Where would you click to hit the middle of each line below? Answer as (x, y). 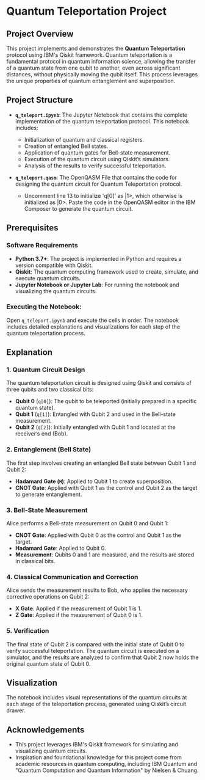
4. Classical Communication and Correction (72, 577)
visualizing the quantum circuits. (56, 291)
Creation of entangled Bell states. (66, 146)
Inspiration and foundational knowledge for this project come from (98, 757)
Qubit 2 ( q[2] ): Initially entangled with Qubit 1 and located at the (95, 427)
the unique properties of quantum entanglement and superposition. (91, 81)
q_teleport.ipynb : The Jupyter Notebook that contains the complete (101, 115)
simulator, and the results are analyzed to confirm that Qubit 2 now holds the (103, 657)
